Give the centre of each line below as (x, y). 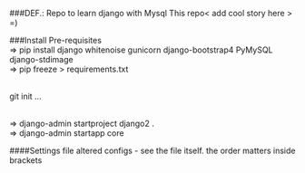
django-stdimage (42, 59)
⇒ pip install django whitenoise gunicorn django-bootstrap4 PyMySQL (141, 50)
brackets (26, 160)
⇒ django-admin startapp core (67, 133)
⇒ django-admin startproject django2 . (82, 123)
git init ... (26, 96)
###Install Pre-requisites (56, 40)
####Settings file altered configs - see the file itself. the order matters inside (152, 150)
